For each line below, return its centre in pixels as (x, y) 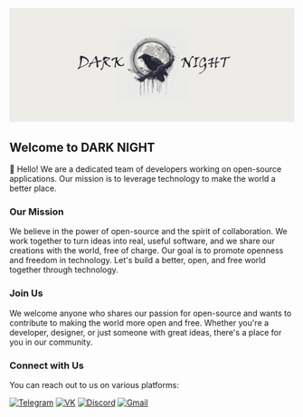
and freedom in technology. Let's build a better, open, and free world (138, 261)
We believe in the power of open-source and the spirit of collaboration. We (148, 232)
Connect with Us (47, 365)
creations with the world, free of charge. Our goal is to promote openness (147, 251)
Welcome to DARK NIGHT (82, 147)
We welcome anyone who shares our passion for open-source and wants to (151, 313)
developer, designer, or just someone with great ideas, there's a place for (146, 332)
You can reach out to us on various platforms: (94, 385)
